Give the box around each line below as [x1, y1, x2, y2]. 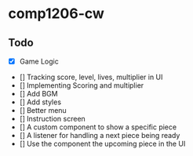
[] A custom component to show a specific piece [19, 122, 177, 132]
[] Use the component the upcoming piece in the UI [19, 139, 186, 149]
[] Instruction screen [19, 114, 86, 124]
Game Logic [19, 56, 59, 66]
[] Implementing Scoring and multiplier [19, 81, 144, 90]
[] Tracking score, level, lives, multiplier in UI [19, 72, 163, 82]
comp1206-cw [8, 5, 104, 23]
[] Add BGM [19, 89, 58, 99]
